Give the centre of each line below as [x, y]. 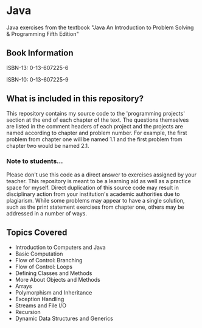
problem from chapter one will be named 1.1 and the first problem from [94, 139]
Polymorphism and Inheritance [54, 292]
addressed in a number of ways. [47, 213]
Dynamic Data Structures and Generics [64, 318]
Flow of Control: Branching [49, 260]
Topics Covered [37, 233]
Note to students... [35, 161]
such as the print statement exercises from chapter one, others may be [95, 207]
